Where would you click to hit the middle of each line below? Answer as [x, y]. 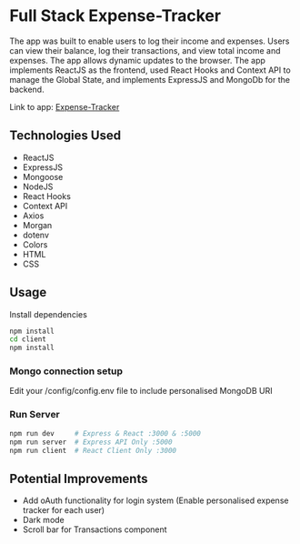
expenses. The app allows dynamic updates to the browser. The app [138, 60]
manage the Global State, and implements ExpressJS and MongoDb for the [150, 79]
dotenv [36, 235]
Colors [35, 244]
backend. [27, 89]
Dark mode [44, 520]
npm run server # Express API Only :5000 [91, 442]
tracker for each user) [64, 510]
